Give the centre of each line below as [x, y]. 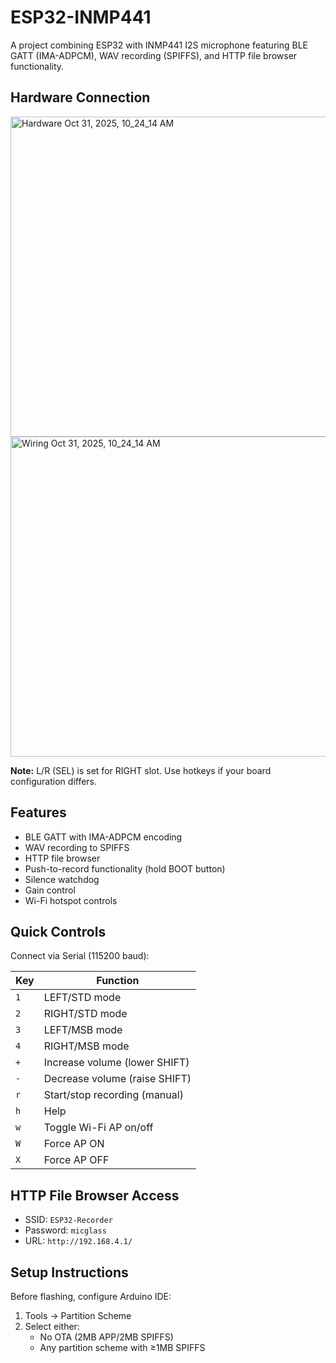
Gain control [50, 890]
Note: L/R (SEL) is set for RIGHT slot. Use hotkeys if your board [141, 770]
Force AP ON [74, 1144]
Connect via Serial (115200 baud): [80, 956]
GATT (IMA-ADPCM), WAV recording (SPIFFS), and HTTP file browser [154, 55]
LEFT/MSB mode [83, 1030]
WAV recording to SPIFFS [77, 847]
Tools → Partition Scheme [78, 1315]
